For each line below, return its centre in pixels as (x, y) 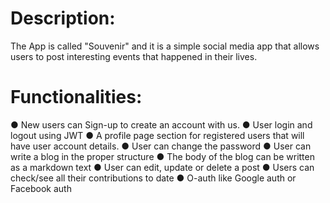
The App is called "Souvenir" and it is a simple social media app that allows (165, 46)
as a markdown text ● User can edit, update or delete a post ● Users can (162, 167)
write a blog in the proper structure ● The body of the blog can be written (162, 156)
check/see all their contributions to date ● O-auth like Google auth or (153, 178)
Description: (63, 18)
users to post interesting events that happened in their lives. (134, 56)
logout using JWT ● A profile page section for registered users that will (157, 135)
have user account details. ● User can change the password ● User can (161, 146)
